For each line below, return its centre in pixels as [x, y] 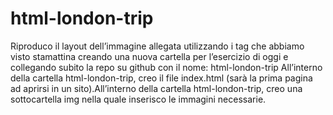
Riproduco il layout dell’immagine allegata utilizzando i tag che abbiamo [157, 46]
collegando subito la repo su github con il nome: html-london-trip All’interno [166, 67]
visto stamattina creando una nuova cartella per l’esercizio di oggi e [149, 56]
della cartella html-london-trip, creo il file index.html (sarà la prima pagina [161, 78]
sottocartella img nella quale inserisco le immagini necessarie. [138, 99]
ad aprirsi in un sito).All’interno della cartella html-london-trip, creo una [156, 88]
